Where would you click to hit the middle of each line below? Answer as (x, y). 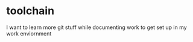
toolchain (30, 11)
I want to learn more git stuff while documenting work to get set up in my (96, 27)
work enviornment (29, 33)
